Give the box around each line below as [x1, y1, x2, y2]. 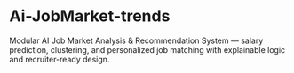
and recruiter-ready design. [9, 54, 110, 64]
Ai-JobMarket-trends [9, 6, 171, 26]
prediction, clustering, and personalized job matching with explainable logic [9, 44, 286, 55]
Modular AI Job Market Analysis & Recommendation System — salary [9, 35, 264, 46]
